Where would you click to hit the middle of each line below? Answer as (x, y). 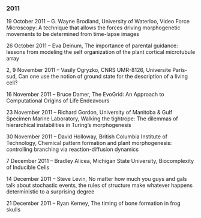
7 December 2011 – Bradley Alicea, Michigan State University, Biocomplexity (100, 161)
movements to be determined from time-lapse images (73, 34)
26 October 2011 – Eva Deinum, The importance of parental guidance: (92, 46)
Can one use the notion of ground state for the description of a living (103, 77)
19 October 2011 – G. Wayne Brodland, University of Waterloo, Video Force (98, 22)
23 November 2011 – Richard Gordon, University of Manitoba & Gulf (89, 113)
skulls (13, 210)
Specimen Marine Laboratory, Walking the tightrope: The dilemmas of (92, 119)
